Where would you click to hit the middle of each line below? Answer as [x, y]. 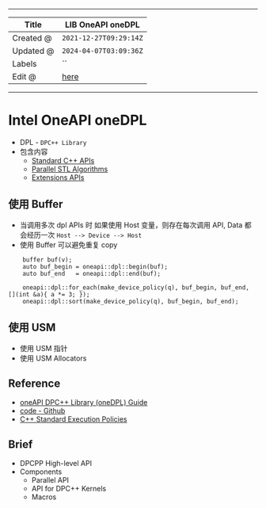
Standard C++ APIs [63, 160]
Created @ [32, 38]
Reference [34, 383]
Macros [44, 497]
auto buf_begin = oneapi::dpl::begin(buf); [95, 266]
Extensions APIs [58, 177]
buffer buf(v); [47, 260]
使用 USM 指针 [44, 348]
